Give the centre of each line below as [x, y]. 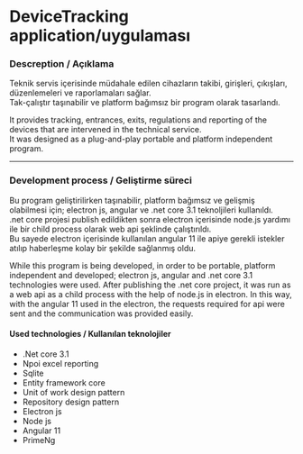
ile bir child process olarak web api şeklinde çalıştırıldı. [110, 229]
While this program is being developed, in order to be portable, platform [142, 265]
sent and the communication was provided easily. [101, 313]
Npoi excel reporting [60, 363]
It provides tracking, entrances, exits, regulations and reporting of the [138, 120]
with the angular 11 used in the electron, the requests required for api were [147, 304]
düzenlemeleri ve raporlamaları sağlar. [80, 93]
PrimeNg [39, 440]
